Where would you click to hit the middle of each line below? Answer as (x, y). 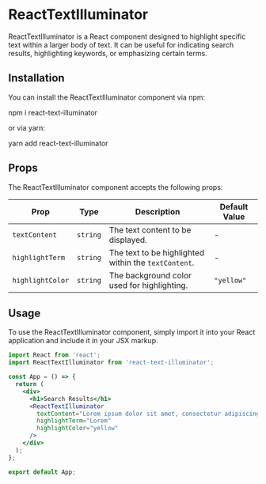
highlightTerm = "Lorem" (74, 421)
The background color (150, 275)
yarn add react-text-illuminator (58, 143)
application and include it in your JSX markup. (83, 341)
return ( (30, 384)
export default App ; (42, 472)
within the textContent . (152, 263)
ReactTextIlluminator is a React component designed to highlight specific (127, 36)
